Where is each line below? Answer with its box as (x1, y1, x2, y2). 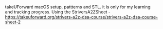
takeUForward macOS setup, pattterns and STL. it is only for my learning (5, 4, 151, 10)
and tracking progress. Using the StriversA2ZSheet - (5, 9, 111, 15)
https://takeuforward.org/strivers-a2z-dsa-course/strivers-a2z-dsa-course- (5, 14, 158, 19)
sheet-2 (5, 19, 21, 25)
